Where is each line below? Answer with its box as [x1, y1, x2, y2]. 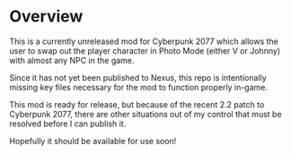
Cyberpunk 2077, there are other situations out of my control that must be [9, 108, 282, 119]
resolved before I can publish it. [9, 118, 127, 129]
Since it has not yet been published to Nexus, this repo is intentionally [9, 72, 267, 82]
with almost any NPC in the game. [9, 55, 135, 65]
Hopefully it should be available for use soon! [9, 135, 177, 146]
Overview [9, 6, 84, 27]
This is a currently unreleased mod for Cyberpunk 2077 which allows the [9, 36, 278, 47]
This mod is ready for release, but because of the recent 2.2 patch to [9, 99, 265, 109]
